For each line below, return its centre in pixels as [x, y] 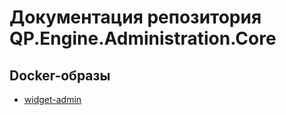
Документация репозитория [135, 17]
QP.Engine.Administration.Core [143, 38]
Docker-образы [60, 75]
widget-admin [52, 99]
